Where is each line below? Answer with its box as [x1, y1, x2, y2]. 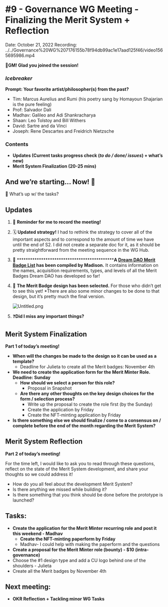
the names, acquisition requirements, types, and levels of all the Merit [12, 267, 157, 273]
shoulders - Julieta [12, 563, 52, 569]
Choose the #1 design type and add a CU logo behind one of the [12, 557, 146, 563]
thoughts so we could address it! [5, 471, 73, 477]
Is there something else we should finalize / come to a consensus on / [12, 417, 161, 423]
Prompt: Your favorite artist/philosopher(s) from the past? [5, 86, 129, 92]
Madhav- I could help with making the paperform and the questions [20, 541, 160, 547]
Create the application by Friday [27, 406, 94, 412]
